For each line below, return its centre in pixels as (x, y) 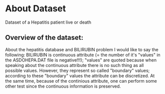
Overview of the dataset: (44, 38)
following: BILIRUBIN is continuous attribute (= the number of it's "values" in (83, 55)
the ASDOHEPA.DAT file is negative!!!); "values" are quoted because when (81, 60)
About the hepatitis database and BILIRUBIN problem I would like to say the (82, 49)
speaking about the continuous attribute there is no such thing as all (75, 65)
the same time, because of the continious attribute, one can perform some (81, 81)
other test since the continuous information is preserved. (63, 86)
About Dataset (35, 9)
